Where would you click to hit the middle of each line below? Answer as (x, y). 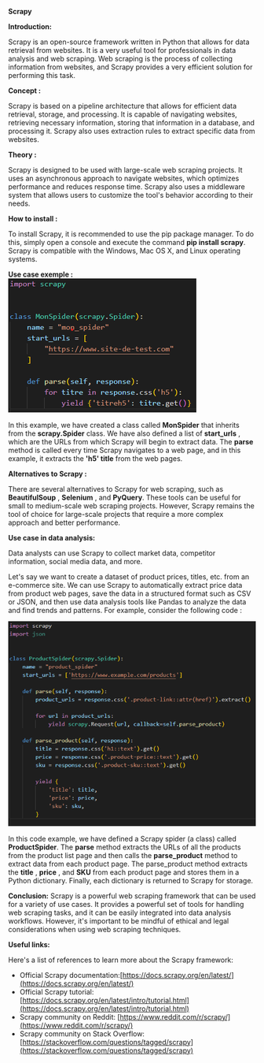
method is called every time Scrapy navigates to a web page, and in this (125, 450)
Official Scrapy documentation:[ (71, 975)
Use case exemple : (40, 274)
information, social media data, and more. (75, 561)
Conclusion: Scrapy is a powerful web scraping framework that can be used (132, 896)
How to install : (33, 219)
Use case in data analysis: (52, 538)
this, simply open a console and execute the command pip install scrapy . (127, 242)
